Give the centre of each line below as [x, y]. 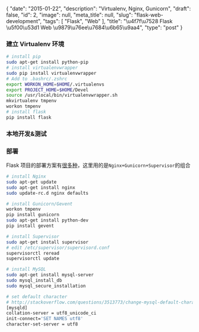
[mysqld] [17, 308]
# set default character [37, 296]
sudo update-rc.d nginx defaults [47, 193]
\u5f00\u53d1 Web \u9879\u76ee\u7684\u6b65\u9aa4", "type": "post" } [94, 27]
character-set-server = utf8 [42, 324]
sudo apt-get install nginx [41, 187]
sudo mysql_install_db [34, 281]
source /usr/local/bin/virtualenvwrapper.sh [62, 95]
